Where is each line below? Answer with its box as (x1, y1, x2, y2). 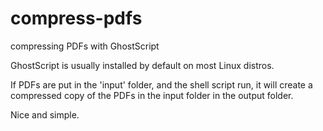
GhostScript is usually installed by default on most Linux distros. (10, 59, 275, 71)
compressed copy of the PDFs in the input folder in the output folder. (10, 89, 294, 101)
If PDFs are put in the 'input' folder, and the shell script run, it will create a (10, 78, 313, 91)
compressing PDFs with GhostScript (10, 40, 160, 52)
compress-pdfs (10, 7, 143, 30)
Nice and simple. (10, 108, 80, 121)
